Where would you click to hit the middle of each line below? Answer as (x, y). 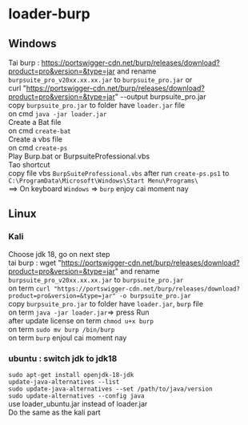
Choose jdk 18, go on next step (59, 254)
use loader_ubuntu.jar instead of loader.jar (78, 403)
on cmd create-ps (38, 148)
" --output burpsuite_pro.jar (160, 96)
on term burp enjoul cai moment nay (68, 338)
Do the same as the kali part (55, 412)
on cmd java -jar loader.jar (58, 114)
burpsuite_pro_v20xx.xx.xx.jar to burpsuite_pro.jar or (100, 80)
